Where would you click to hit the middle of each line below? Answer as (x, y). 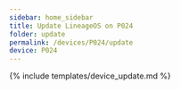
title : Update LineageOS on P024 (71, 26)
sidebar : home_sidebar (51, 17)
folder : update (37, 34)
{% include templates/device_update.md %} (90, 76)
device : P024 (33, 51)
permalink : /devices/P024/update (71, 42)
